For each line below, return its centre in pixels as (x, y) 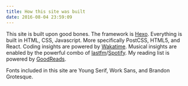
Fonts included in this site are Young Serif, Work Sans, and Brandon (88, 70)
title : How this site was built (46, 11)
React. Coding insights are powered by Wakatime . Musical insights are (91, 46)
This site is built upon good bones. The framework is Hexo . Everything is (94, 34)
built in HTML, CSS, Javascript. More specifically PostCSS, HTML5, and (93, 40)
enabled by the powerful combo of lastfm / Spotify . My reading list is (88, 52)
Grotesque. (20, 77)
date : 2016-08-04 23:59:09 (39, 17)
